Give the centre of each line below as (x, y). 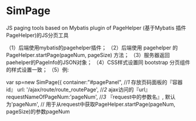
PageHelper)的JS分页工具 (37, 35)
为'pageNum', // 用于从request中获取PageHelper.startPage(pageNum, (91, 104)
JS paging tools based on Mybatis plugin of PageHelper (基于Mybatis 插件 (96, 28)
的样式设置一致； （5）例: (38, 69)
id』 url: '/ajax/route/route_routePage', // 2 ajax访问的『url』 (78, 89)
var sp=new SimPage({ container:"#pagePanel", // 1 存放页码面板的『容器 (94, 82)
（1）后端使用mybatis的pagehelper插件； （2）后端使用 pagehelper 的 (92, 48)
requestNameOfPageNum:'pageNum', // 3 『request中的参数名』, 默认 (91, 97)
